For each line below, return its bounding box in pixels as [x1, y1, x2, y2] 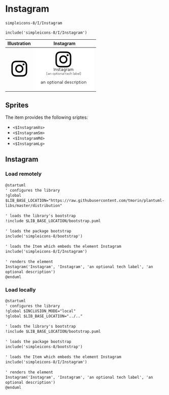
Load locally [5, 286, 36, 293]
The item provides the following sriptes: [5, 114, 88, 120]
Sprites [5, 100, 29, 110]
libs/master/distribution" [5, 203, 62, 208]
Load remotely [5, 170, 42, 177]
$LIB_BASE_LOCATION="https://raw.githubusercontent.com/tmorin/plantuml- [5, 198, 165, 203]
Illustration [7, 40, 31, 46]
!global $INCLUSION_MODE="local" [5, 308, 76, 313]
